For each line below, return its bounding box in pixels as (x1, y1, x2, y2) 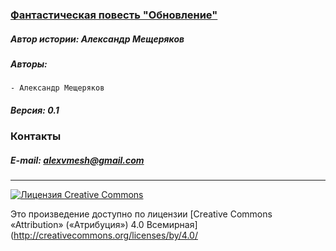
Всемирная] (146, 219, 198, 231)
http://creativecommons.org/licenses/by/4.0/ (13, 229, 198, 242)
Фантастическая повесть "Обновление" (10, 8, 218, 22)
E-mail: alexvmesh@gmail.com (10, 154, 145, 166)
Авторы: (10, 58, 48, 70)
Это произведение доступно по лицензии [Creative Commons (10, 208, 273, 220)
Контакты (10, 129, 62, 143)
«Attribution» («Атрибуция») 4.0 (10, 219, 145, 231)
